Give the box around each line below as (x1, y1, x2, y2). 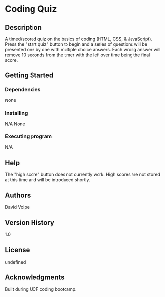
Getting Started (5, 71, 54, 80)
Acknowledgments (5, 273, 65, 281)
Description (5, 23, 42, 32)
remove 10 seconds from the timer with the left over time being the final (5, 52, 150, 58)
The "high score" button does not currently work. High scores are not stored (5, 171, 160, 178)
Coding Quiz (5, 3, 57, 15)
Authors (5, 191, 31, 199)
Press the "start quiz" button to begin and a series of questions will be (5, 41, 148, 47)
